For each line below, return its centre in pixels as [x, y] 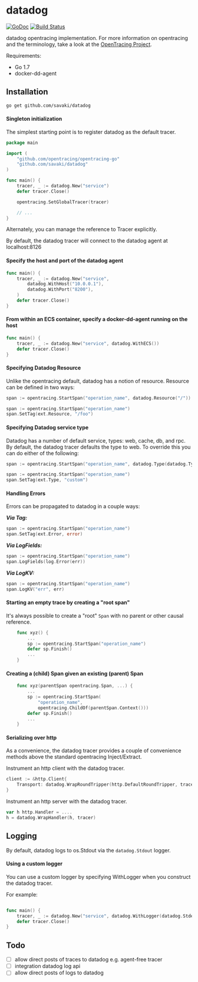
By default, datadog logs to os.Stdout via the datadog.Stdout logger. [88, 850]
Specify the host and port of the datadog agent [65, 261]
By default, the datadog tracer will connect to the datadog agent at [87, 241]
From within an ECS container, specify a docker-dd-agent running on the [97, 319]
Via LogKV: [20, 573]
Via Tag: [17, 518]
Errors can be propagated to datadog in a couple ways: [73, 506]
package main [22, 143]
